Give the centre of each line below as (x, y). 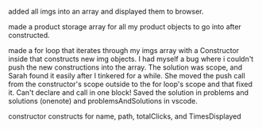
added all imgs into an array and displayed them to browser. (106, 11)
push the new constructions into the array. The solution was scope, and (125, 67)
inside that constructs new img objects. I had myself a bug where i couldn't (131, 59)
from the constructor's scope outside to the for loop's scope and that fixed (130, 84)
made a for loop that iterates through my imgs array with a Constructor (124, 50)
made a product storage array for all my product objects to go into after (125, 27)
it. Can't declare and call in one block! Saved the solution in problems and (128, 93)
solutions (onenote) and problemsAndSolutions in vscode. (103, 101)
